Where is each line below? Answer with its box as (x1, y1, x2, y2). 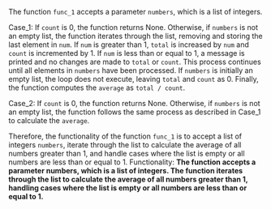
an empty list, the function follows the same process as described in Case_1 (8, 107, 261, 117)
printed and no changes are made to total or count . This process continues (8, 57, 261, 66)
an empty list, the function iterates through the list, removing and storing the (8, 32, 263, 41)
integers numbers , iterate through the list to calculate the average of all (8, 140, 242, 149)
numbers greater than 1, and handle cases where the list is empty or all (8, 149, 245, 158)
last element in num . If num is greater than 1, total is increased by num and (8, 40, 250, 49)
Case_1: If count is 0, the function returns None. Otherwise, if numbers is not (8, 23, 258, 32)
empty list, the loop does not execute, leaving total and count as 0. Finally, (8, 75, 259, 83)
